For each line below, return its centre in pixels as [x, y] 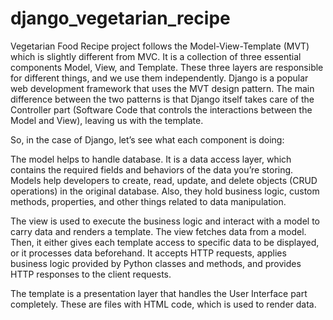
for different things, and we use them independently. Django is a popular [159, 78]
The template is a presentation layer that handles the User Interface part [159, 293]
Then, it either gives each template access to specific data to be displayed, [165, 242]
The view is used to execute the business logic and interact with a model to [165, 221]
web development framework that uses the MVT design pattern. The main [162, 88]
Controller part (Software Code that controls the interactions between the [161, 109]
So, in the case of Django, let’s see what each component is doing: [147, 139]
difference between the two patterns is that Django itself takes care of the [162, 99]
